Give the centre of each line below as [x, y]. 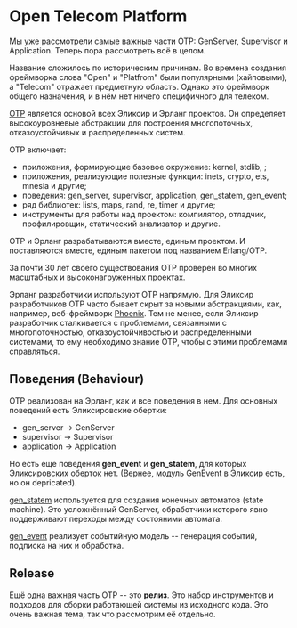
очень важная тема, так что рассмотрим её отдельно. [112, 614]
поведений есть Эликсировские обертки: [88, 410]
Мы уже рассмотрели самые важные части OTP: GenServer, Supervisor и [149, 41]
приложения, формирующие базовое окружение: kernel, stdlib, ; [144, 167]
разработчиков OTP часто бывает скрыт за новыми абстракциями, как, [146, 304]
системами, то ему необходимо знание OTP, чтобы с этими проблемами [148, 341]
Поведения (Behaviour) [77, 379]
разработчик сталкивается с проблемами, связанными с [118, 322]
